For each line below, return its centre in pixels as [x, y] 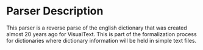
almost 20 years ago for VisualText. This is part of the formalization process [101, 34]
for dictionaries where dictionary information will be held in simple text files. [101, 40]
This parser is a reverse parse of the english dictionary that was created [97, 28]
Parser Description [55, 11]
